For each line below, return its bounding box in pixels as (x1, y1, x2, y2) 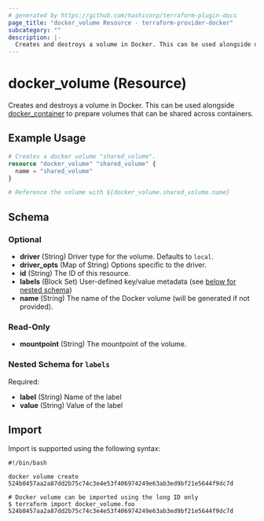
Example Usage (8, 131, 86, 145)
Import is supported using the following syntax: (8, 444, 161, 453)
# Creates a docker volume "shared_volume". (8, 152, 156, 160)
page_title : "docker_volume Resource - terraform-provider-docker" (8, 19, 234, 27)
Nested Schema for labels (8, 359, 110, 370)
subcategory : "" (8, 26, 61, 34)
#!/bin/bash (8, 459, 47, 468)
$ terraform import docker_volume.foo (8, 501, 135, 508)
